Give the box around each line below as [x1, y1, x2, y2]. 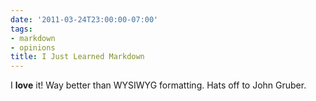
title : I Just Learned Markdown [10, 52, 145, 62]
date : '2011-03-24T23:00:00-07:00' [10, 14, 159, 25]
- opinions [10, 42, 56, 53]
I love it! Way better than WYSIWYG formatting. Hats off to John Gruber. [10, 79, 307, 91]
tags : [10, 24, 33, 34]
